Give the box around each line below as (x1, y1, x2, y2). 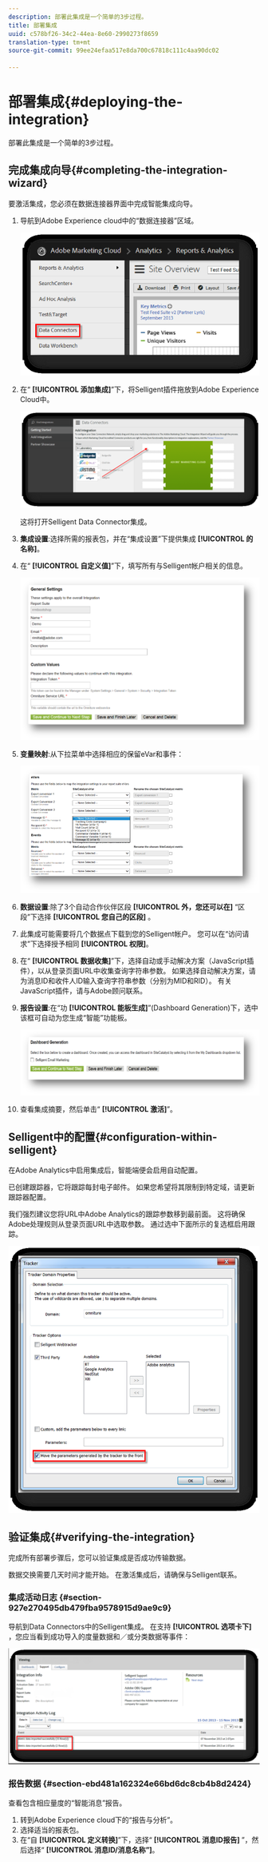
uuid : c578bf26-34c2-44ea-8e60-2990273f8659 (8, 30, 159, 38)
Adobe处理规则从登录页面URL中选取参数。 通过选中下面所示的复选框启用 (8, 1219, 249, 1229)
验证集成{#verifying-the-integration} (8, 1530, 195, 1544)
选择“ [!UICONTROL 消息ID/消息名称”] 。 (26, 1844, 160, 1854)
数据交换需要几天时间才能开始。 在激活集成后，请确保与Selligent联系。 (8, 1570, 242, 1580)
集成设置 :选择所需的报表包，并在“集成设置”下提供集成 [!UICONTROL (19, 534, 245, 543)
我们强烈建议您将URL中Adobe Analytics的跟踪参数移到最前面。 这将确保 (8, 1209, 246, 1219)
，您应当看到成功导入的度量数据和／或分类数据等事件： (8, 1631, 190, 1641)
